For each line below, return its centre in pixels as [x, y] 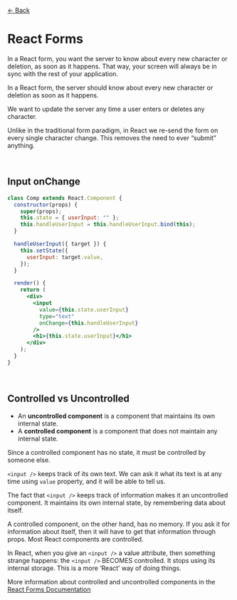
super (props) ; [41, 211]
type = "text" [57, 316]
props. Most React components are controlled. [75, 539]
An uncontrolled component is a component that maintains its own [116, 416]
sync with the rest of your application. [63, 73]
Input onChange [44, 182]
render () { [30, 283]
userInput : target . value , [64, 257]
